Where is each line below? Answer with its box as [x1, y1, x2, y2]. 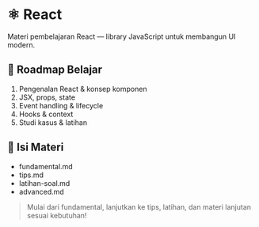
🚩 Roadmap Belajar [7, 63, 103, 77]
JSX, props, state [18, 93, 76, 102]
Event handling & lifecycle [18, 100, 104, 110]
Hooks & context [18, 109, 74, 119]
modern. [7, 40, 36, 49]
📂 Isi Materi [7, 141, 64, 154]
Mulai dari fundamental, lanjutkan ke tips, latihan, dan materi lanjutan [26, 202, 251, 211]
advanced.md [18, 187, 64, 196]
